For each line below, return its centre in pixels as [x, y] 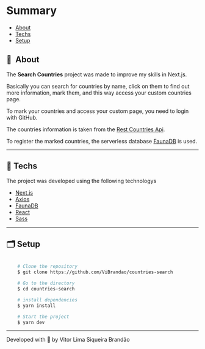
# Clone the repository [48, 267]
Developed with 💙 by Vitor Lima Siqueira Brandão [68, 340]
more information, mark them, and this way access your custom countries [99, 93]
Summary [31, 11]
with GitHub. [22, 117]
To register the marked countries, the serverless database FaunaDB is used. [102, 141]
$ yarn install [37, 306]
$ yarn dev [31, 322]
